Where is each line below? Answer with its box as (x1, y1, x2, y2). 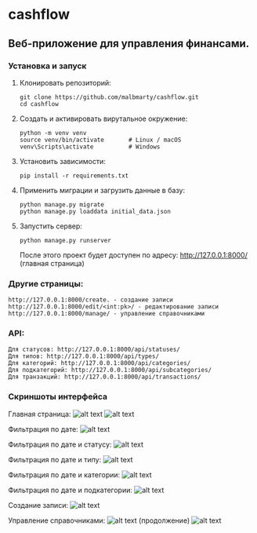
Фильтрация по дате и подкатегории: (8, 485, 133, 495)
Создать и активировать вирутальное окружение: (19, 114, 188, 123)
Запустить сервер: (19, 221, 82, 231)
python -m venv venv (19, 129, 87, 137)
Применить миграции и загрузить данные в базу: (19, 185, 186, 195)
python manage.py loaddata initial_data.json (19, 207, 171, 215)
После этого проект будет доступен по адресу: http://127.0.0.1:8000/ (19, 250, 248, 260)
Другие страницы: (8, 278, 84, 289)
